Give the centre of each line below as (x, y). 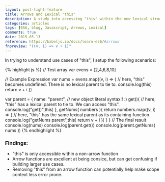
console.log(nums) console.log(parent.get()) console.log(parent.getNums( (80, 125)
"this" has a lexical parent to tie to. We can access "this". (63, 104)
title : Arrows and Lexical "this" (41, 14)
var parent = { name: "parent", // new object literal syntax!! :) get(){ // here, (80, 99)
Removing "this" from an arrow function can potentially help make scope (86, 169)
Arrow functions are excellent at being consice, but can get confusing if (85, 159)
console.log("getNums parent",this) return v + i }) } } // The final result (76, 120)
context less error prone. (37, 174)
